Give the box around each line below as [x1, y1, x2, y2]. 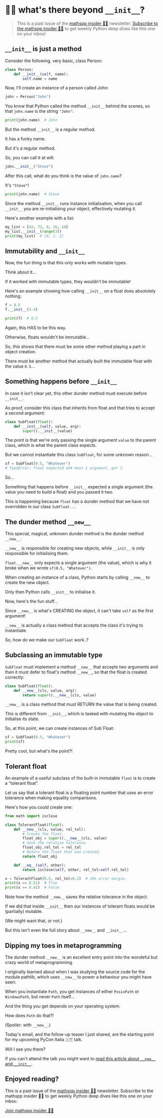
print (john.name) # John [5, 118, 57, 123]
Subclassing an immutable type [5, 651, 103, 659]
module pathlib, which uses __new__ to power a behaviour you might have [5, 974, 152, 980]
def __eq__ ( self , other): [14, 862, 66, 868]
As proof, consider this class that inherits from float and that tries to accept [5, 405, 155, 411]
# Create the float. [22, 831, 64, 836]
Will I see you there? [5, 1047, 46, 1052]
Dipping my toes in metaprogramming [5, 941, 122, 949]
